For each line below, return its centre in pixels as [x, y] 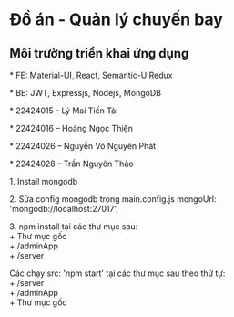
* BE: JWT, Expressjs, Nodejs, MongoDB [86, 93]
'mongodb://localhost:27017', [64, 209]
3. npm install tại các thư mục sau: [74, 227]
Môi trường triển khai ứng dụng [99, 53]
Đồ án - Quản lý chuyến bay [116, 20]
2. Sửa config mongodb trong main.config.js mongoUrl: [113, 199]
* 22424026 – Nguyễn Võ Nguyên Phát [83, 146]
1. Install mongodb [44, 181]
